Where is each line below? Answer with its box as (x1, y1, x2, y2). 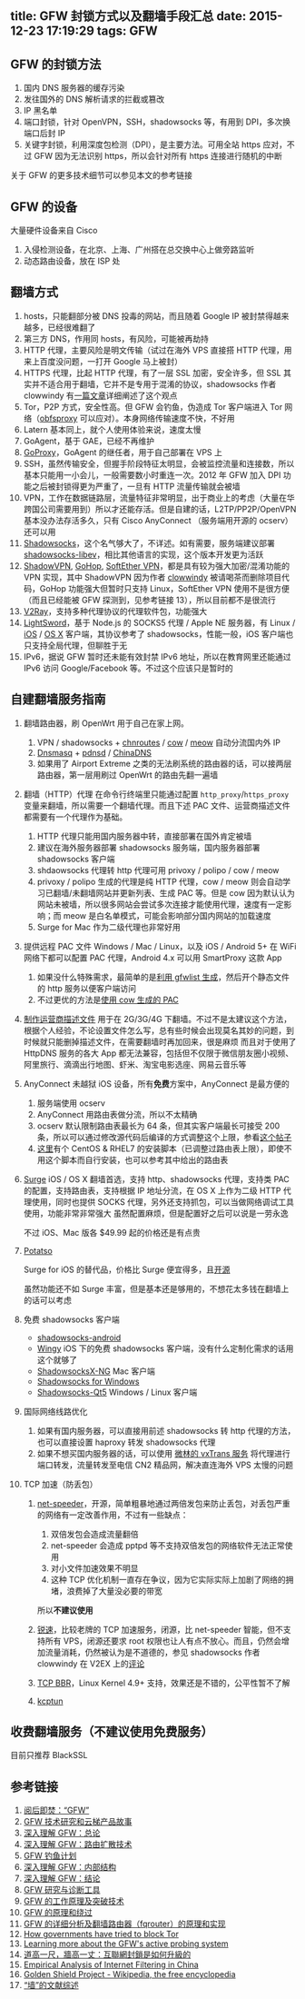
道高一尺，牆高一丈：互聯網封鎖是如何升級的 (23, 1949, 192, 1960)
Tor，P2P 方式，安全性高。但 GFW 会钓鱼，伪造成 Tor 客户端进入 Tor (23, 401, 283, 412)
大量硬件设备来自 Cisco (10, 225, 98, 236)
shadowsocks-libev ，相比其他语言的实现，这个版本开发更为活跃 (23, 549, 264, 560)
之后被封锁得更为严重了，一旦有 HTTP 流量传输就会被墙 (31, 481, 241, 492)
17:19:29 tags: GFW (45, 24, 158, 39)
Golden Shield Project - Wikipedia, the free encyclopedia (23, 1969, 236, 1980)
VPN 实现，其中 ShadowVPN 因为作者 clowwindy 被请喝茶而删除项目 (23, 572, 282, 582)
